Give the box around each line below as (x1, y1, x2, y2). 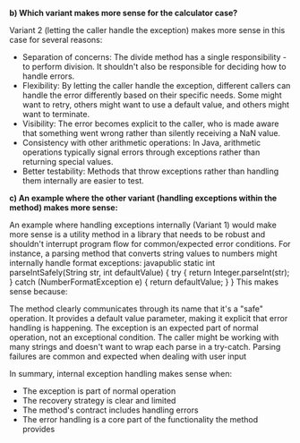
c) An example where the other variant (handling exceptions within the (9, 192, 278, 203)
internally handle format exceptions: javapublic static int (9, 258, 216, 268)
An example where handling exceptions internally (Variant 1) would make (9, 219, 278, 230)
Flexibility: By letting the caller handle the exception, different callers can (21, 81, 291, 90)
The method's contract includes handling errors (21, 405, 199, 415)
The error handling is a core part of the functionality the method (21, 414, 259, 424)
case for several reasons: (9, 35, 103, 45)
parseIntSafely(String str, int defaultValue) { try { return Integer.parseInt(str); (9, 268, 290, 277)
